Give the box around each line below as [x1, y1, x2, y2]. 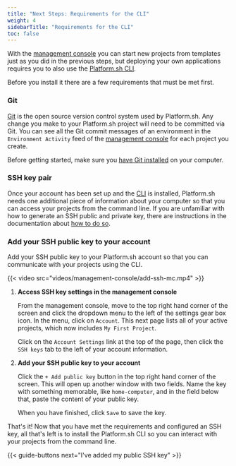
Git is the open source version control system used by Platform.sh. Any [7, 112, 213, 120]
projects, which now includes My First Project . [17, 324, 157, 333]
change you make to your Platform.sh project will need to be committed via [7, 119, 225, 128]
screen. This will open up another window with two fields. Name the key [17, 380, 227, 388]
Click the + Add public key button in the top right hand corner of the [17, 372, 216, 381]
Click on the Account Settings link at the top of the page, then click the [17, 337, 224, 346]
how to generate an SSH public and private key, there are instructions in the [7, 211, 227, 220]
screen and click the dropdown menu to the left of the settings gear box [17, 309, 227, 318]
